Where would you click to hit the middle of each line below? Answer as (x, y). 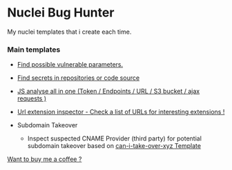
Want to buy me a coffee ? (45, 159)
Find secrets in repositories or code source (78, 78)
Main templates (34, 50)
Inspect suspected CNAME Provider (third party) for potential (115, 138)
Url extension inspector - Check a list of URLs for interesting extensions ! (121, 112)
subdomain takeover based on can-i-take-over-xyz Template (114, 146)
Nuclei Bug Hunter (61, 13)
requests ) (32, 98)
